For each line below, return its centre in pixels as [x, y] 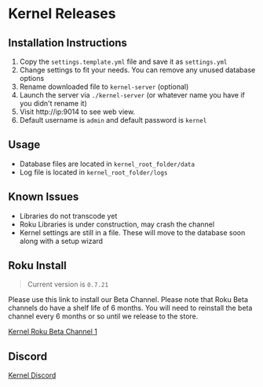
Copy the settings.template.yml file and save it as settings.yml [123, 61]
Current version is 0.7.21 [68, 285]
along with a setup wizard [61, 241]
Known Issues [44, 197]
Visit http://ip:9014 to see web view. [77, 112]
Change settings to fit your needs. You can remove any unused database [137, 70]
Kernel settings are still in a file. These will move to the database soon [132, 232]
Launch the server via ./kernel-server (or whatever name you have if [132, 95]
